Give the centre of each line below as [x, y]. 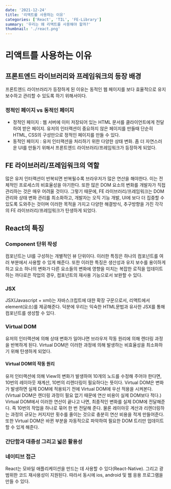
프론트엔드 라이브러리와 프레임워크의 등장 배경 [73, 76]
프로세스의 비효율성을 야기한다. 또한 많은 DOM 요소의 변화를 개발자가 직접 [92, 185]
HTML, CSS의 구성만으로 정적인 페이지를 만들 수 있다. [66, 135]
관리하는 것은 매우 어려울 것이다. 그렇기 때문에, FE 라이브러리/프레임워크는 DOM [85, 191]
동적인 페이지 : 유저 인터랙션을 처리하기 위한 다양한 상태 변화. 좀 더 [78, 141]
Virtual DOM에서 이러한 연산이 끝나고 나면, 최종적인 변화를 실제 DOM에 [77, 401]
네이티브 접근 [20, 456]
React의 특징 [25, 228]
